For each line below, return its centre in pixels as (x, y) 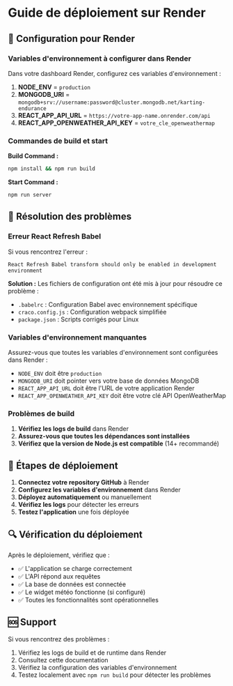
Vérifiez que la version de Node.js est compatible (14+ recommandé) (119, 443)
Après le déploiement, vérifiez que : (59, 555)
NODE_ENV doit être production (60, 373)
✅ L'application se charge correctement (75, 568)
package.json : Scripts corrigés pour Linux (78, 319)
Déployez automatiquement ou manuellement (85, 497)
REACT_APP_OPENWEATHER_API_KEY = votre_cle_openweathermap (116, 123)
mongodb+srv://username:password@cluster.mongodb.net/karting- (112, 102)
